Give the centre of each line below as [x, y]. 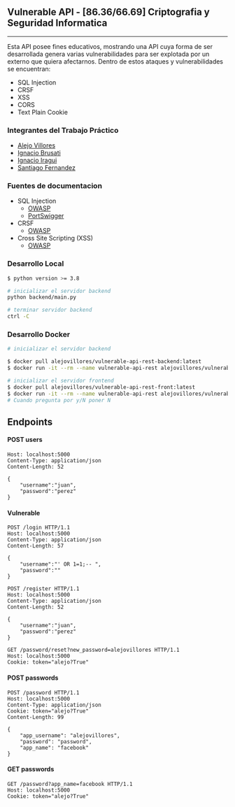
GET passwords [31, 769]
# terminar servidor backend [50, 310]
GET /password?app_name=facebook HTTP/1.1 [70, 784]
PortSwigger [46, 216]
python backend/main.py [42, 297]
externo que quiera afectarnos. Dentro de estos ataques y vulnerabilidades [115, 61]
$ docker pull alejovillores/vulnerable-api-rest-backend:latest [104, 362]
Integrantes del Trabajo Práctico [63, 130]
